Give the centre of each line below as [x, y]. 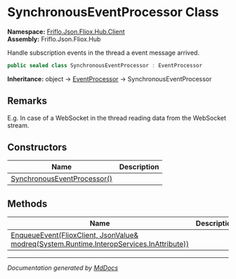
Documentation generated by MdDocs [63, 268]
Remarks [27, 101]
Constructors [37, 148]
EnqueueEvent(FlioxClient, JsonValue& [75, 236]
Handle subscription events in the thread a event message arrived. [104, 53]
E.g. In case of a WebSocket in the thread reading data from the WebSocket [117, 118]
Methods [27, 204]
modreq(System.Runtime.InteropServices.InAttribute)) [100, 244]
